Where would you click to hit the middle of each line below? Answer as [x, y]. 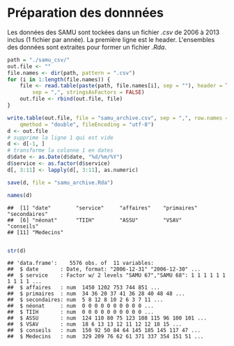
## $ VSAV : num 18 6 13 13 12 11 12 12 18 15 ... [95, 324]
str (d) [17, 251]
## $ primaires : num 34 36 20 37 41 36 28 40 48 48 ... [96, 294]
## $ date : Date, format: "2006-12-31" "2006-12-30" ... [104, 269]
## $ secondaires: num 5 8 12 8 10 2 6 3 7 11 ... [85, 300]
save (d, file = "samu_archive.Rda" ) [60, 182]
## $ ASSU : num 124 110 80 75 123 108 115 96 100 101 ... [107, 318]
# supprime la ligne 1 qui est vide [60, 138]
